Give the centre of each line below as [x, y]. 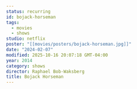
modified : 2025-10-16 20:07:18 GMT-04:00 [57, 55]
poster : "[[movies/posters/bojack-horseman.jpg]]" [69, 44]
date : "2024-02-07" [30, 50]
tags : [13, 22]
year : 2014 [19, 60]
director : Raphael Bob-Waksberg [45, 71]
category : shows [26, 66]
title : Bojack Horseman [35, 77]
